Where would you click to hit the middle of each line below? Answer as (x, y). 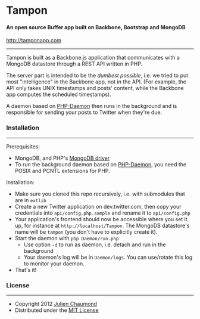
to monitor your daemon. (54, 264)
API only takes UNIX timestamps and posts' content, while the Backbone (95, 88)
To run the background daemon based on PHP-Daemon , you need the (100, 164)
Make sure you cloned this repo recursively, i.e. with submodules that (100, 194)
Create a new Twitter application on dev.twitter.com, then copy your (98, 206)
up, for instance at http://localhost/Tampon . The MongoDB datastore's (102, 225)
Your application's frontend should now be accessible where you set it (101, 219)
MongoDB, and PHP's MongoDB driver (62, 158)
